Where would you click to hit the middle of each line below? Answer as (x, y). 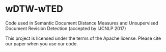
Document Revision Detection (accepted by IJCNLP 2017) (66, 28)
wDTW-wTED (34, 9)
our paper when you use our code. (41, 43)
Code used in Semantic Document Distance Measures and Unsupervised (82, 23)
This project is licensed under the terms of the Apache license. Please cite (83, 38)
